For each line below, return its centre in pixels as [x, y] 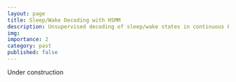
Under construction [35, 72]
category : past [29, 46]
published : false [33, 53]
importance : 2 [28, 40]
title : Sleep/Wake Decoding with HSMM [64, 20]
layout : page [26, 14]
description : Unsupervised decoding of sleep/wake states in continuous [116, 26]
